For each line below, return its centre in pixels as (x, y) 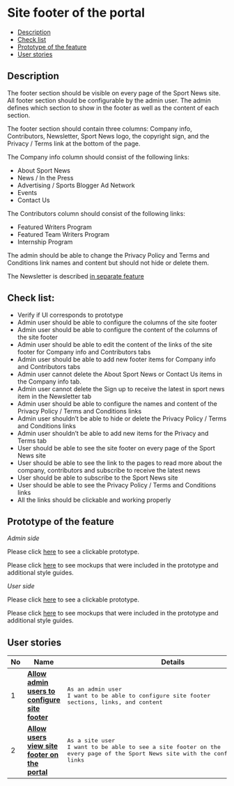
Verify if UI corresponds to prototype (70, 315)
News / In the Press (45, 178)
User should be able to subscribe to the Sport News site (98, 478)
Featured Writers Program (54, 227)
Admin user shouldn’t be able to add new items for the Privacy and (113, 433)
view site (42, 746)
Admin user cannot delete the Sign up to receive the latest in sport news (121, 388)
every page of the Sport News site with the (139, 754)
